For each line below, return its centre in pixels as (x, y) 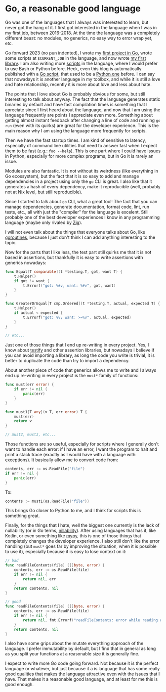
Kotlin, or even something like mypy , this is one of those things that (73, 536)
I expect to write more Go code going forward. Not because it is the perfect (82, 663)
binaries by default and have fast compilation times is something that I (76, 104)
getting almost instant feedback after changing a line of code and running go (83, 120)
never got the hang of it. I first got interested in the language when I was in (81, 27)
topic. (11, 242)
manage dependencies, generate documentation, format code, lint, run (77, 207)
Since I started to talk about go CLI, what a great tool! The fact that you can (81, 201)
